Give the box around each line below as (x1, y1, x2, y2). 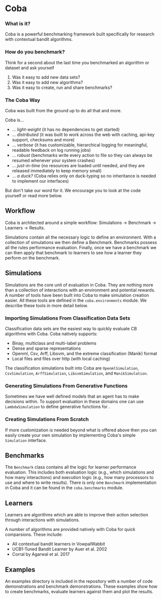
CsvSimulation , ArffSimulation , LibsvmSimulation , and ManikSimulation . (5, 370, 148, 376)
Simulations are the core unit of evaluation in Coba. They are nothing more (5, 282, 153, 288)
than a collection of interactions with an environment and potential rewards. (5, 287, 156, 293)
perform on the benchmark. (5, 255, 60, 260)
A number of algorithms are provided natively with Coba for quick (5, 527, 135, 532)
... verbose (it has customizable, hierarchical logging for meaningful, (12, 142, 148, 148)
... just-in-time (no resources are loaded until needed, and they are (12, 163, 145, 169)
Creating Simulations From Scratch (5, 416, 89, 423)
